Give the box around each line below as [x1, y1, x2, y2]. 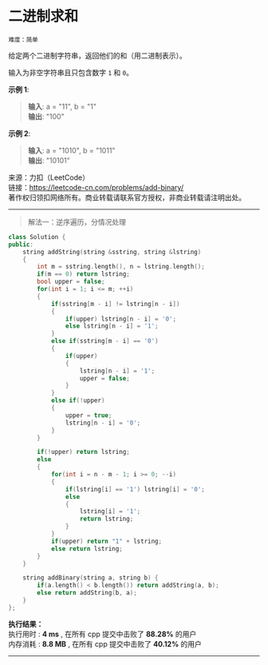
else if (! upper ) [50, 396, 105, 404]
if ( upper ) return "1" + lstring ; [50, 537, 162, 545]
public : [8, 241, 34, 249]
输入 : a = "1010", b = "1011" [27, 145, 116, 155]
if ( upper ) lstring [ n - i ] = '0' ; [65, 315, 177, 323]
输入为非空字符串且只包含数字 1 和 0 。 [8, 67, 134, 77]
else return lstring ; [50, 544, 124, 552]
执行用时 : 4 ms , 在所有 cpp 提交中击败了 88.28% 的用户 [8, 629, 197, 639]
